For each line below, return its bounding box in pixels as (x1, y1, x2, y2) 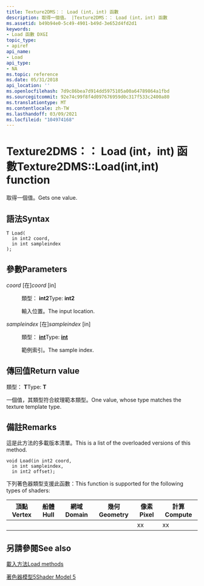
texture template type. (6, 403, 62, 410)
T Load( (6, 230, 26, 236)
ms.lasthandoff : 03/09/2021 (6, 111, 78, 117)
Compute (165, 510, 192, 519)
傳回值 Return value (6, 366, 80, 376)
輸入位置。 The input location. (21, 307, 95, 314)
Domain (65, 510, 88, 519)
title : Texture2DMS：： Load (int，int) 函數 (6, 9, 119, 15)
